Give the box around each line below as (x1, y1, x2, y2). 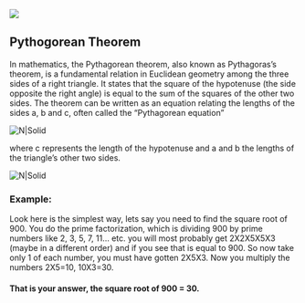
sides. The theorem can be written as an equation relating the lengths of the (9, 97, 295, 109)
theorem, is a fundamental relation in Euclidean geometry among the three (9, 68, 289, 79)
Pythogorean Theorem (9, 35, 142, 50)
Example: (9, 193, 52, 205)
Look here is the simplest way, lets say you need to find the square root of (9, 214, 288, 225)
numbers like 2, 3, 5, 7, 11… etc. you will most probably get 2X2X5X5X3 (9, 233, 276, 244)
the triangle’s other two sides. (9, 151, 121, 163)
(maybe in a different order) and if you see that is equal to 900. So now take (9, 243, 295, 254)
